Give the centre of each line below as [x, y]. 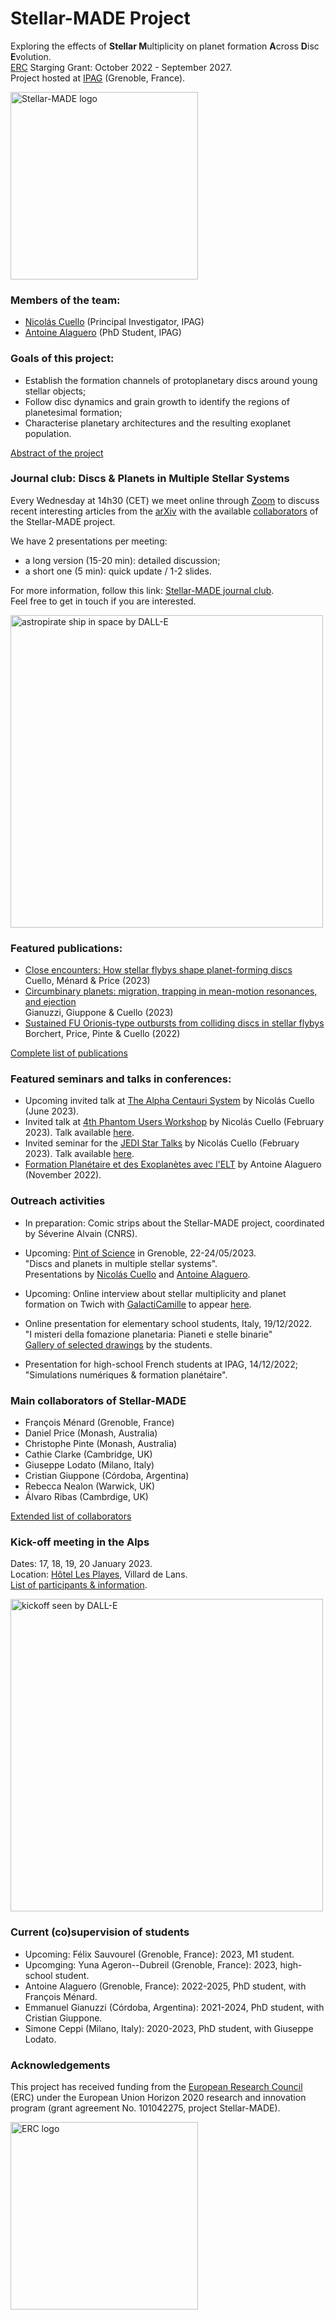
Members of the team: [65, 300]
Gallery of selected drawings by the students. [118, 1344]
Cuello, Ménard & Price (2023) [87, 981]
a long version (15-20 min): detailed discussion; [122, 560]
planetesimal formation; [73, 412]
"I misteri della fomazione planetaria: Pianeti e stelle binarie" [148, 1334]
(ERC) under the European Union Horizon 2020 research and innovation [158, 2097]
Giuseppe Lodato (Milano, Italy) [89, 1465]
